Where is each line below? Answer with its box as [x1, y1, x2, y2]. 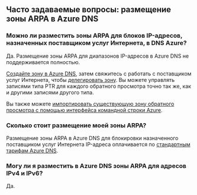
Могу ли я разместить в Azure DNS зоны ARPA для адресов [6, 161, 187, 170]
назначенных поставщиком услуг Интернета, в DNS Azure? [6, 39, 188, 47]
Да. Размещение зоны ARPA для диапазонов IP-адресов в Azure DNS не [6, 52, 189, 60]
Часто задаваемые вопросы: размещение [6, 5, 172, 15]
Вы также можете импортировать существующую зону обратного [6, 100, 175, 107]
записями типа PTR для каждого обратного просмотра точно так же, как [6, 82, 191, 90]
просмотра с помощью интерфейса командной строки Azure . [6, 106, 163, 114]
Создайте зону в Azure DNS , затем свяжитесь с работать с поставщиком [6, 70, 192, 77]
